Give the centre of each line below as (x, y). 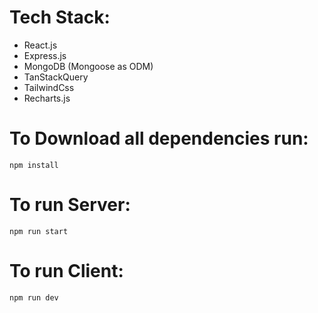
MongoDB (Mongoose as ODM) (88, 66)
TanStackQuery (56, 77)
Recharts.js (47, 98)
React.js (40, 45)
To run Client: (66, 271)
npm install (34, 165)
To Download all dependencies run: (159, 138)
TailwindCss (49, 87)
